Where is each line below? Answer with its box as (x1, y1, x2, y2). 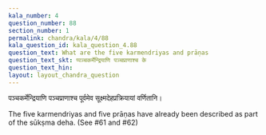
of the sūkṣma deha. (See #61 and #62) (8, 117, 138, 127)
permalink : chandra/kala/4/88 (8, 34, 109, 42)
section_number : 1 (8, 26, 69, 34)
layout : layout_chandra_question (8, 71, 120, 79)
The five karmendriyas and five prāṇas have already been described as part (8, 109, 258, 118)
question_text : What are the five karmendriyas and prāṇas (8, 49, 209, 57)
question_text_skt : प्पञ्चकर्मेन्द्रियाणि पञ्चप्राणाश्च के (8, 57, 147, 65)
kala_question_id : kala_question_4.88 (8, 42, 137, 50)
